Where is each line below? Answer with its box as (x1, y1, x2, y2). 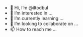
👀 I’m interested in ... (10, 10, 53, 16)
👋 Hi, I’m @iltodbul (10, 5, 49, 10)
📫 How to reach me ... (10, 26, 57, 32)
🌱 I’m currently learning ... (10, 15, 64, 21)
